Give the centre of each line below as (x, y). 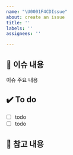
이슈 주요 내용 (22, 80)
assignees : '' (24, 34)
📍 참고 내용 (25, 144)
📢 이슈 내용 (25, 64)
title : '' (18, 23)
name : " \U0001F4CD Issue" (37, 12)
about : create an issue (36, 17)
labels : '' (20, 28)
